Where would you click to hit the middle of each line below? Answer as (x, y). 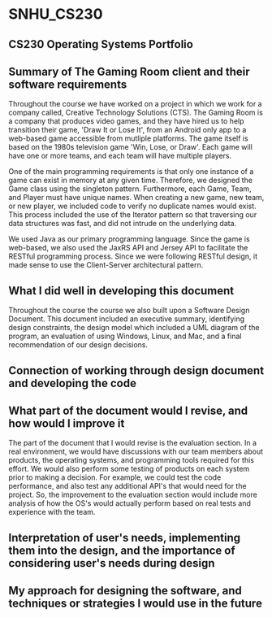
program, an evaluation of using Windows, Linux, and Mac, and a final (125, 336)
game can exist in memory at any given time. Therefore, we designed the (131, 181)
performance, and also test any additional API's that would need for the (127, 486)
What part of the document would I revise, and (128, 410)
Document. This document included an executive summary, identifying (127, 319)
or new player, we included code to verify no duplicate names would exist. (133, 206)
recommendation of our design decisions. (78, 345)
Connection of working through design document (136, 370)
